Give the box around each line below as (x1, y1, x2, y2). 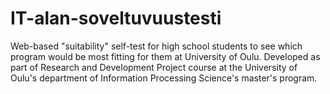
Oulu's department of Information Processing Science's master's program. (10, 72, 318, 84)
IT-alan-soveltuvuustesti (10, 7, 222, 30)
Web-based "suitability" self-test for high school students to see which (10, 40, 303, 52)
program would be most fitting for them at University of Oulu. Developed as (10, 50, 321, 62)
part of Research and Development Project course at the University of (10, 61, 298, 73)
